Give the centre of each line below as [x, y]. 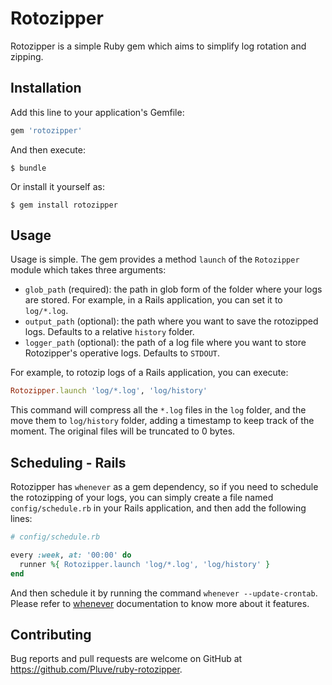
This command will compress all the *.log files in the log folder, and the [158, 410]
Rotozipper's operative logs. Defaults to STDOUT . [122, 353]
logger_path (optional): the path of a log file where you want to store [165, 343]
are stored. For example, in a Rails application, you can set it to [153, 300]
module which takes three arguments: [88, 270]
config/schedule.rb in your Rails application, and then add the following [158, 508]
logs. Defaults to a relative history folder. [109, 332]
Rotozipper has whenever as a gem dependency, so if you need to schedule [164, 487]
